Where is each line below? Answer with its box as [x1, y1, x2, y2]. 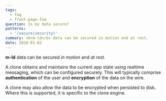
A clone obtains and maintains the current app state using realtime [5, 64, 145, 70]
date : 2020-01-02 [5, 40, 42, 45]
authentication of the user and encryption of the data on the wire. [5, 74, 145, 81]
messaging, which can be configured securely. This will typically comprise [5, 69, 161, 75]
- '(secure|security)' [10, 31, 58, 36]
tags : [5, 7, 17, 13]
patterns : [5, 26, 26, 31]
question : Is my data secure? [5, 21, 70, 27]
